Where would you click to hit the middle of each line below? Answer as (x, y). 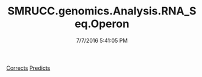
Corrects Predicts (28, 68)
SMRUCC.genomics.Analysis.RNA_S (102, 11)
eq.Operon (102, 24)
